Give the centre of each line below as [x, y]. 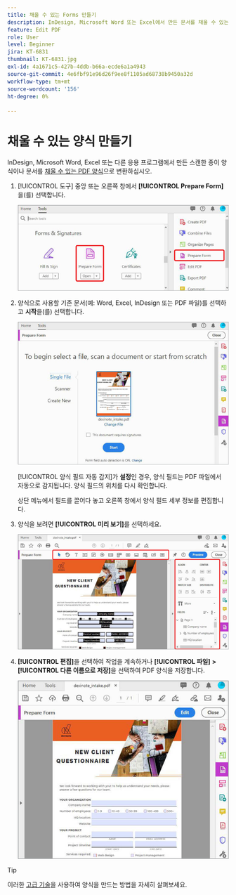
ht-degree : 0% [28, 96]
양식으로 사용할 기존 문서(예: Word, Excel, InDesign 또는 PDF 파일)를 [113, 303]
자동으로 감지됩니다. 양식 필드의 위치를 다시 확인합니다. [92, 485]
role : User [23, 37]
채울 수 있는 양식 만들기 [70, 142]
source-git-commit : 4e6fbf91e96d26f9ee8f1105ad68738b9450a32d [100, 74]
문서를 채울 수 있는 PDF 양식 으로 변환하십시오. [89, 171]
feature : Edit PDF [34, 30]
